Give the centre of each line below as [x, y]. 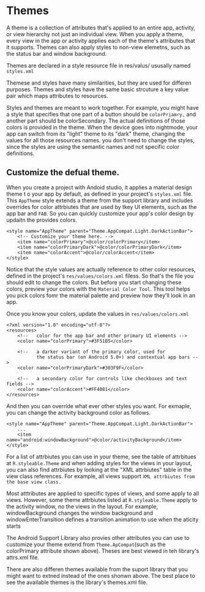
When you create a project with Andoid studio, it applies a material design [99, 187]
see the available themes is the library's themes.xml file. [77, 582]
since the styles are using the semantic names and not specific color [93, 146]
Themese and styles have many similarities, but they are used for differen [99, 83]
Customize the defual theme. [63, 173]
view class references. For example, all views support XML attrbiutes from [101, 476]
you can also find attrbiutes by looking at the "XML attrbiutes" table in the [99, 469]
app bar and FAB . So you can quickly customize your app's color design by [100, 213]
